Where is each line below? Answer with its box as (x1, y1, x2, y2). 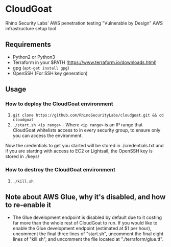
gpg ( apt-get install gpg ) (12, 64, 69, 71)
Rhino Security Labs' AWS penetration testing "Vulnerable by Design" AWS (5, 20, 163, 26)
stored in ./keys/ (5, 153, 40, 160)
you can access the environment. (12, 132, 83, 139)
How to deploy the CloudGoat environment (5, 100, 113, 107)
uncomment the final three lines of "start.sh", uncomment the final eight (12, 231, 164, 237)
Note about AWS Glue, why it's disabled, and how (5, 193, 166, 201)
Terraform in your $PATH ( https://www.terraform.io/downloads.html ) (12, 59, 157, 65)
